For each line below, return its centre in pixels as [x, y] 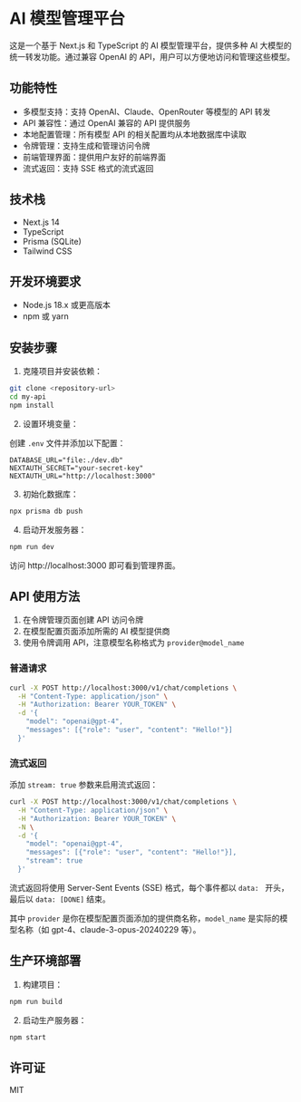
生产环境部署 [45, 961]
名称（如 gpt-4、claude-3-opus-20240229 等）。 [109, 929]
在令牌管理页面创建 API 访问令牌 [83, 620]
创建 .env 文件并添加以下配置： [68, 443]
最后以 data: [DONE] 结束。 [60, 899]
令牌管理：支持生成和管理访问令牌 [86, 145]
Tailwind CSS [47, 251]
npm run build [36, 1001]
